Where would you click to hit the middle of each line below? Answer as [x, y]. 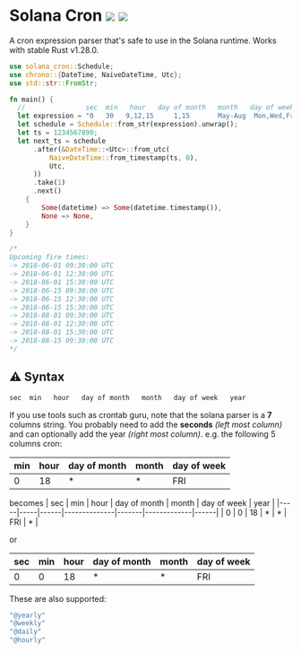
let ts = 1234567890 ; [58, 133]
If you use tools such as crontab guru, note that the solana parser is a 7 [141, 414]
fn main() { [31, 100]
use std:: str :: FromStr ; [54, 83]
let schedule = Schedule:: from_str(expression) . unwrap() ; [128, 125]
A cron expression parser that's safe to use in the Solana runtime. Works [143, 40]
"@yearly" [28, 615]
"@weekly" [28, 623]
